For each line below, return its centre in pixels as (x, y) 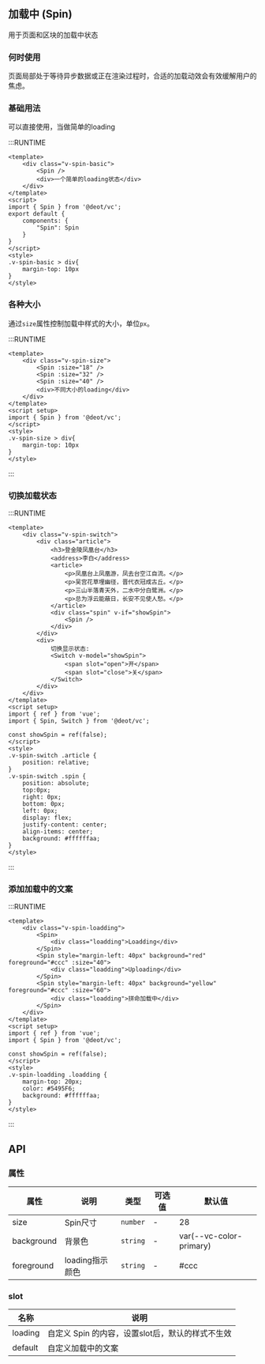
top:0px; (37, 790)
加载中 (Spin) (40, 14)
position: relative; (56, 762)
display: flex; (47, 818)
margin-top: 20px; (52, 1082)
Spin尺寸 (80, 1222)
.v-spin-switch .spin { (47, 776)
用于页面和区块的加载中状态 (53, 35)
